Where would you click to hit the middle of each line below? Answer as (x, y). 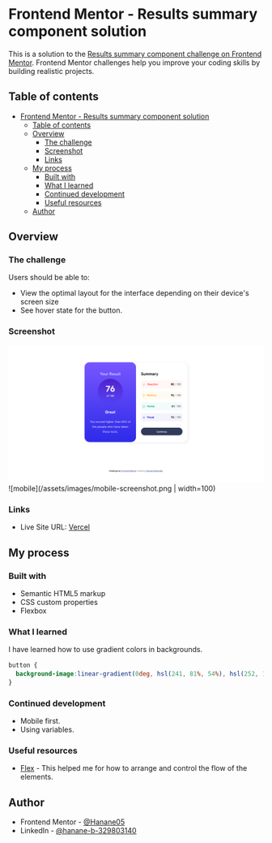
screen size (39, 302)
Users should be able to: (49, 278)
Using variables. (47, 730)
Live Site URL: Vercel (55, 527)
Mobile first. (40, 721)
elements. (37, 777)
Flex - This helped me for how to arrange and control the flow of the (134, 768)
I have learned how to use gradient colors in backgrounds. (106, 650)
